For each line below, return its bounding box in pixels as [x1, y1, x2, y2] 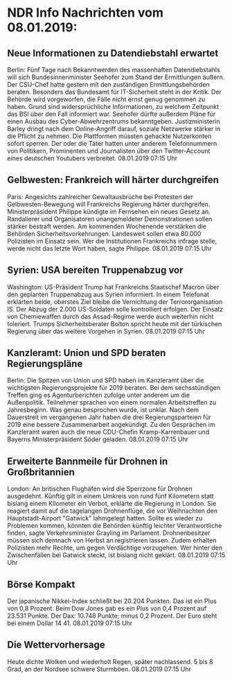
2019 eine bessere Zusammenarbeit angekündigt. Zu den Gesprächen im [7, 420, 215, 429]
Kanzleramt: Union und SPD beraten [7, 347, 166, 359]
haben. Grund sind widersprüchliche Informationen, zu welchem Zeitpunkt [7, 103, 220, 110]
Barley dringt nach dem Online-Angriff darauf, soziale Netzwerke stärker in [7, 125, 221, 133]
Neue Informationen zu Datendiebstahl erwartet [7, 47, 219, 59]
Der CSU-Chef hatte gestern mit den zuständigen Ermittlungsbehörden [7, 80, 210, 88]
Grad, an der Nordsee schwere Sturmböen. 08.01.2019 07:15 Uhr [7, 665, 192, 673]
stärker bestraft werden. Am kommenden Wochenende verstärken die [7, 222, 206, 230]
